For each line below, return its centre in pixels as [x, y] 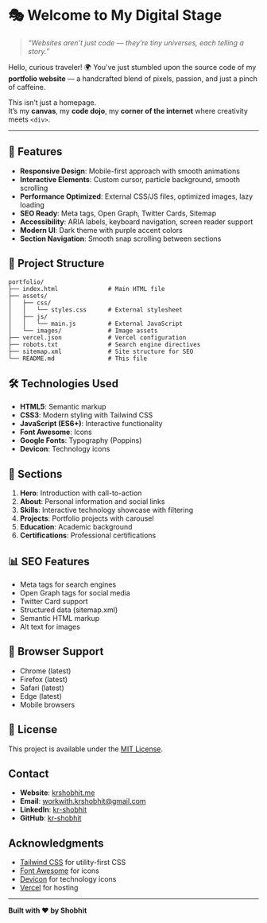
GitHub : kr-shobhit [50, 818]
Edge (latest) [41, 696]
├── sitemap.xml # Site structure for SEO [101, 351]
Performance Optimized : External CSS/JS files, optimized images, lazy [136, 196]
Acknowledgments [56, 843]
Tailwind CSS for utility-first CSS [73, 863]
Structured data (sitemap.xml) [68, 610]
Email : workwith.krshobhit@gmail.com [83, 801]
